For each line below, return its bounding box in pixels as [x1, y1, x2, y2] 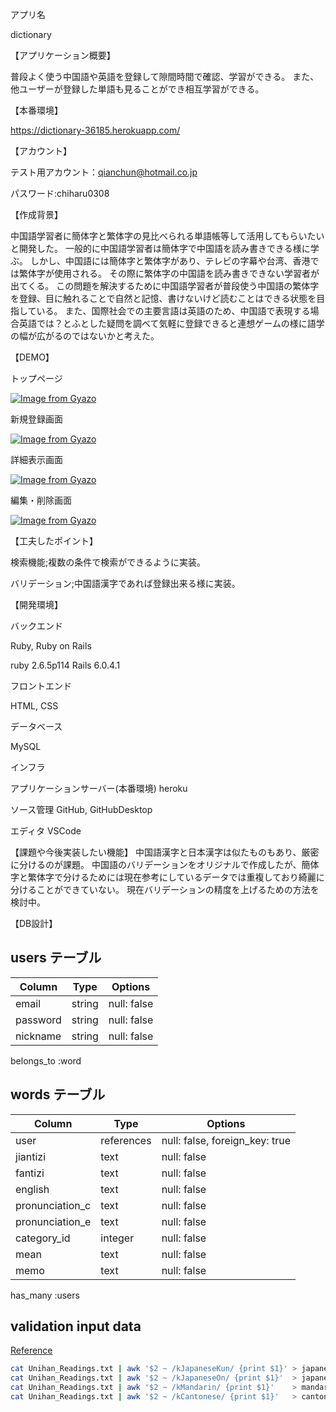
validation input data [10, 1318, 142, 1335]
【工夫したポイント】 [10, 535, 98, 547]
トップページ [10, 373, 63, 384]
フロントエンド [10, 680, 72, 692]
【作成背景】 [10, 209, 63, 220]
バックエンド [10, 620, 63, 632]
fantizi [15, 1166, 45, 1180]
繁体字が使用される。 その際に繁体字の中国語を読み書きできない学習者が [18, 268, 320, 279]
